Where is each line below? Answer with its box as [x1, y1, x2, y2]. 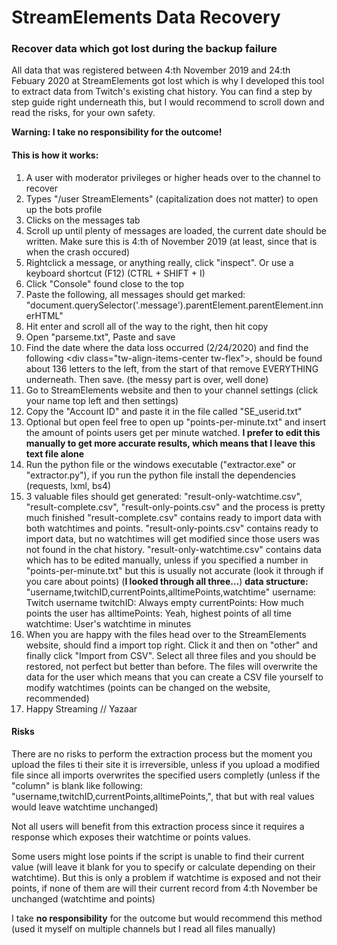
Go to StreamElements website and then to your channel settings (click [25, 384, 319, 396]
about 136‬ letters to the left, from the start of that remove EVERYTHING [25, 362, 319, 375]
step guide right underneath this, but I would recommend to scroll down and [11, 96, 325, 108]
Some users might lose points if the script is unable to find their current [11, 850, 305, 862]
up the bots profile [25, 203, 103, 215]
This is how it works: [11, 149, 99, 161]
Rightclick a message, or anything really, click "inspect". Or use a [25, 256, 294, 268]
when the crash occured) [25, 246, 131, 258]
